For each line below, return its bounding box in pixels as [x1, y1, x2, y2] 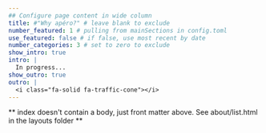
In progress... [15, 64, 66, 72]
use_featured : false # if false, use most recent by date [8, 33, 206, 42]
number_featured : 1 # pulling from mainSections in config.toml [8, 26, 228, 34]
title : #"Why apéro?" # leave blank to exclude [8, 19, 171, 27]
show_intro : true [8, 49, 66, 57]
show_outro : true [8, 71, 66, 79]
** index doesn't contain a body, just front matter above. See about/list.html [8, 108, 258, 117]
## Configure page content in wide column [8, 11, 152, 20]
